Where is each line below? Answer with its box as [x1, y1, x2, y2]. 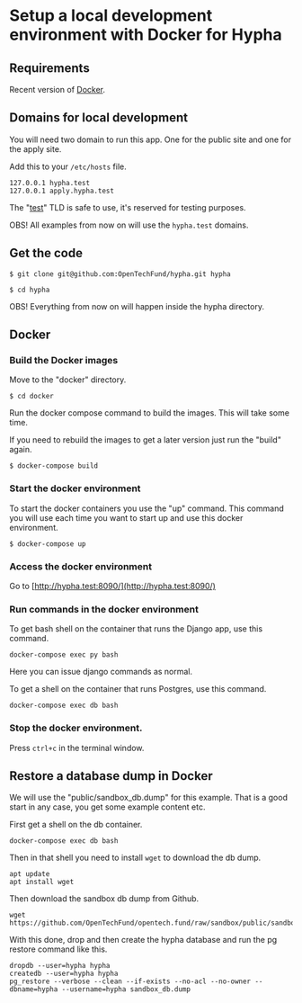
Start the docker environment [9, 482, 141, 495]
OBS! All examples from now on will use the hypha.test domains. [9, 219, 249, 230]
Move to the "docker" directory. [9, 374, 127, 385]
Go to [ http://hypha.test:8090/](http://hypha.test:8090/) [9, 580, 216, 591]
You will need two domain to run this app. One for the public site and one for [9, 134, 292, 145]
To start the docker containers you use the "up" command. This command [9, 503, 285, 514]
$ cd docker [9, 392, 54, 401]
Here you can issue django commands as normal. [9, 667, 193, 677]
